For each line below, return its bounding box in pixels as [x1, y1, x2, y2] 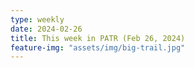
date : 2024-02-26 [10, 24, 83, 34]
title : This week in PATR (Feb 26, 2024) [10, 33, 186, 43]
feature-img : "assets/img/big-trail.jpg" [10, 42, 186, 53]
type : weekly [10, 14, 65, 25]
